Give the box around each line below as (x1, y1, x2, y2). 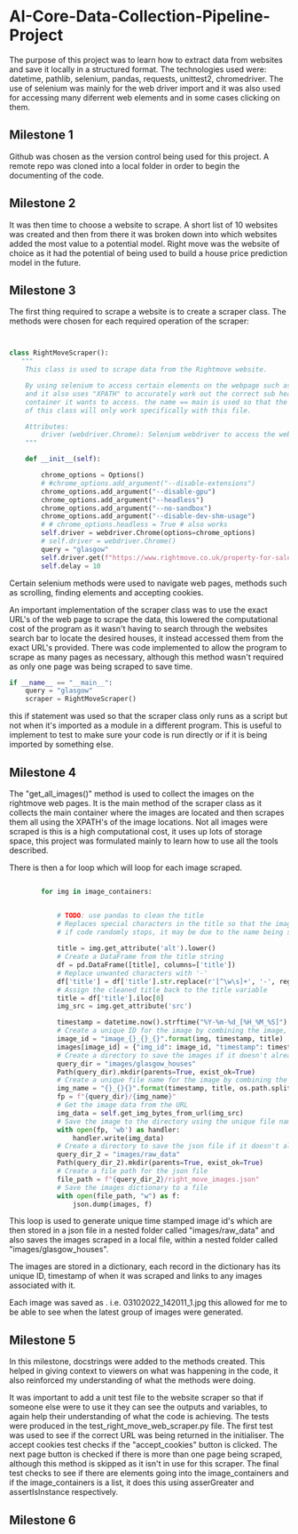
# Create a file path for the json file (56, 1167, 208, 1176)
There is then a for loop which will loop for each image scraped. (9, 862, 242, 873)
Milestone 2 (9, 196, 76, 211)
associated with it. (9, 1280, 76, 1290)
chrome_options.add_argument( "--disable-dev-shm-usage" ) (41, 512, 255, 521)
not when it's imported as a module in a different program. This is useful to (9, 720, 282, 731)
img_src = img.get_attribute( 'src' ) (56, 1002, 192, 1011)
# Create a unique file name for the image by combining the (56, 1075, 288, 1085)
